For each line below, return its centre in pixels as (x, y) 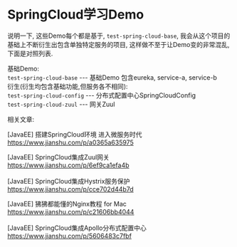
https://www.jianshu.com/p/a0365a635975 (70, 142)
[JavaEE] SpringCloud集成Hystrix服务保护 (69, 181)
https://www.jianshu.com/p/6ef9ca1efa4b (68, 165)
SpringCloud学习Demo (76, 15)
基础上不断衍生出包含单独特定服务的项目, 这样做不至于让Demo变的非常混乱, (118, 44)
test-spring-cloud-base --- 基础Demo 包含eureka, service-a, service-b (112, 77)
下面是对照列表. (30, 53)
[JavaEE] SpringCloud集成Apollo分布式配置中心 (77, 228)
